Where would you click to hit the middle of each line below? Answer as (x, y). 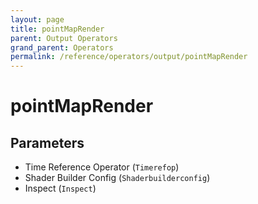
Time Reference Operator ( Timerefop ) (102, 167)
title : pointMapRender (57, 29)
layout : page (37, 19)
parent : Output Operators (64, 38)
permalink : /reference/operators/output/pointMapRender (129, 57)
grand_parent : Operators (62, 47)
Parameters (47, 142)
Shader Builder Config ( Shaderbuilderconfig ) (117, 178)
